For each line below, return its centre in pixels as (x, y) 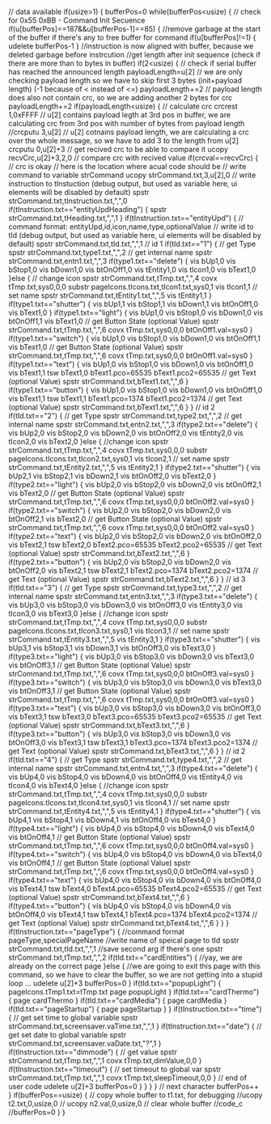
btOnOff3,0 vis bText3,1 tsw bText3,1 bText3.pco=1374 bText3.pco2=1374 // (133, 742)
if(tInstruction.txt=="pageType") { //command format (96, 931)
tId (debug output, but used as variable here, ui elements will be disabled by (135, 235)
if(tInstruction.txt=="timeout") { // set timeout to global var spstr (115, 1069)
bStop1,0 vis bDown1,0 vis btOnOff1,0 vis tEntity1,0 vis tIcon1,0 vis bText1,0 (132, 269)
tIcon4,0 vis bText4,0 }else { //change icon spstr (89, 785)
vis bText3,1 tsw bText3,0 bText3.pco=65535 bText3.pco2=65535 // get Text (135, 717)
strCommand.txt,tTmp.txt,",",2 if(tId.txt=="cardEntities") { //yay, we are (125, 957)
